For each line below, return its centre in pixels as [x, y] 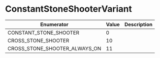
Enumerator [54, 24]
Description [138, 24]
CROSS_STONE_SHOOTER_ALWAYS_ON [54, 48]
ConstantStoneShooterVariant [68, 9]
